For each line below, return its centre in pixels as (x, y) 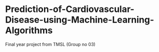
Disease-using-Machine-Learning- (80, 20)
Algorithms (29, 30)
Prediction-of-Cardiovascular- (70, 9)
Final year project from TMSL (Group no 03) (50, 44)
